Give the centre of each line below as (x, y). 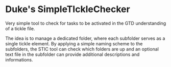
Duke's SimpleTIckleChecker (68, 9)
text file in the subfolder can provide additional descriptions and (72, 54)
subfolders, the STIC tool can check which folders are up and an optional (82, 49)
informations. (19, 59)
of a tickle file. (20, 28)
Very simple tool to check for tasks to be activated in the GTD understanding (86, 23)
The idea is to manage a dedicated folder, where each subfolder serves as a (85, 38)
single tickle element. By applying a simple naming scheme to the (74, 43)
